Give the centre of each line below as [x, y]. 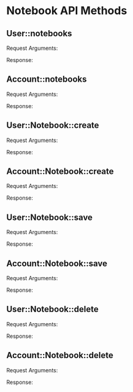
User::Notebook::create [53, 126]
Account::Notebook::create [60, 172]
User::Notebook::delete [53, 309]
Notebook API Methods [67, 11]
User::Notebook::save [50, 217]
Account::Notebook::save [57, 263]
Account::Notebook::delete [60, 355]
